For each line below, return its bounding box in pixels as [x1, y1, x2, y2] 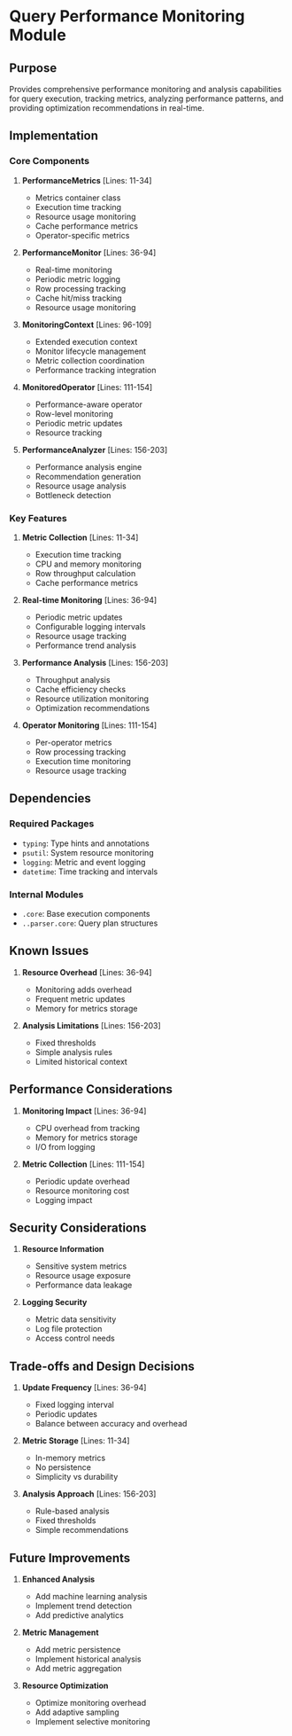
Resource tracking [35, 427, 103, 438]
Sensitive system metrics [35, 1261, 127, 1271]
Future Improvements [9, 1550, 131, 1566]
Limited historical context [35, 1056, 128, 1067]
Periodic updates [35, 1409, 97, 1419]
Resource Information [21, 1244, 104, 1255]
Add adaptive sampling [35, 1707, 119, 1717]
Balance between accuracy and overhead [35, 1419, 188, 1429]
